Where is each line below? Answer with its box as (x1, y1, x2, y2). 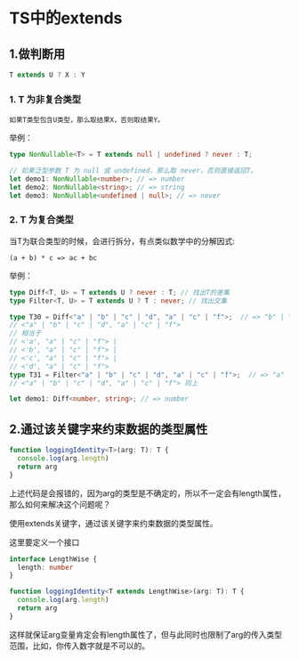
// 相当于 (9, 329, 42, 338)
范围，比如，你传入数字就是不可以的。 (9, 640, 149, 651)
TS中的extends (9, 8, 123, 28)
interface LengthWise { (9, 554, 98, 564)
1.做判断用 (9, 46, 66, 61)
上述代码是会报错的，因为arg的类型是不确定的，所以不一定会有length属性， (9, 487, 287, 499)
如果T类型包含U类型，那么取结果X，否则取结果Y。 (9, 116, 165, 125)
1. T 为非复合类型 (9, 93, 82, 105)
